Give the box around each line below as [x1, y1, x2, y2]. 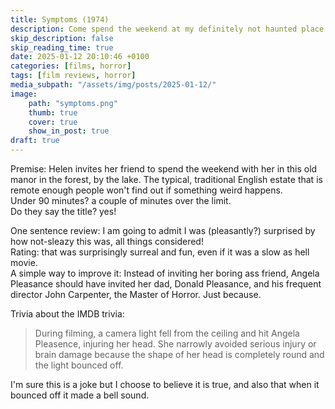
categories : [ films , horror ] [10, 61, 132, 71]
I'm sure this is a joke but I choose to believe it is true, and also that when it [10, 379, 320, 390]
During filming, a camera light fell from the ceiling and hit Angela [34, 327, 300, 339]
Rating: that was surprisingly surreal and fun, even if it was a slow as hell [10, 246, 310, 258]
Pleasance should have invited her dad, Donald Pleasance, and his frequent [10, 278, 322, 290]
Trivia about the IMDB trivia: [10, 308, 125, 320]
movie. [10, 257, 38, 268]
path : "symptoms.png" [28, 98, 118, 108]
